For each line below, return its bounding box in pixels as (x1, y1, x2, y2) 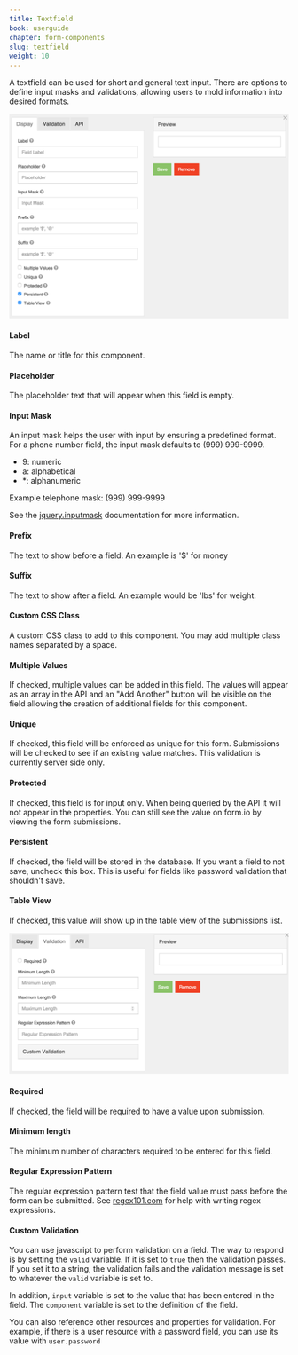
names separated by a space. (9, 639, 118, 650)
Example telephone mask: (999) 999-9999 (9, 492, 166, 503)
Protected (9, 777, 47, 788)
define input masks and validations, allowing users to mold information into (9, 87, 283, 98)
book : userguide (9, 23, 69, 33)
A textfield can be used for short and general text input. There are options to (9, 77, 288, 88)
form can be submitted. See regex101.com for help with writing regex (9, 1195, 262, 1206)
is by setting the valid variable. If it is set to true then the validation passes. (9, 1254, 286, 1264)
